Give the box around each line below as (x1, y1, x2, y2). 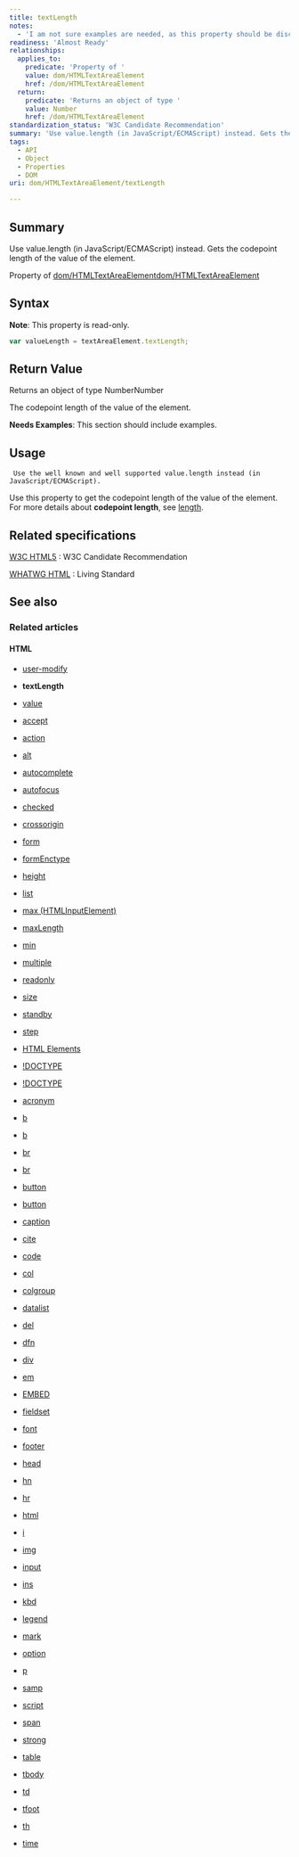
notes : (9, 21, 34, 30)
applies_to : (17, 54, 62, 63)
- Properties (17, 162, 66, 171)
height (21, 870, 46, 881)
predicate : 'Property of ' (25, 63, 125, 72)
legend (21, 1613, 48, 1623)
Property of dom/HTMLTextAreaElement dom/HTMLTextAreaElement (9, 269, 260, 281)
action (21, 732, 46, 743)
